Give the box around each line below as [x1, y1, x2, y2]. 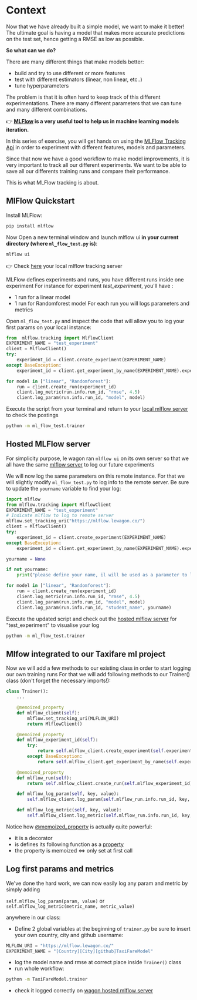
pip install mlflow [6, 223, 54, 229]
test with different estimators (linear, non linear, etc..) [14, 76, 142, 83]
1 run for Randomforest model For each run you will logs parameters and [14, 300, 189, 307]
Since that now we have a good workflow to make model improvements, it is [6, 155, 190, 162]
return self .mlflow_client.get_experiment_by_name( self [37, 759, 177, 764]
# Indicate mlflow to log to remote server [6, 512, 114, 519]
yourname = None [6, 556, 46, 562]
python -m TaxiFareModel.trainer [6, 976, 88, 982]
